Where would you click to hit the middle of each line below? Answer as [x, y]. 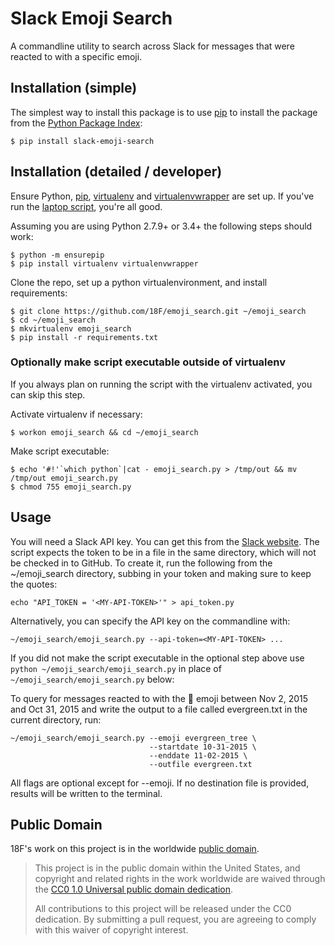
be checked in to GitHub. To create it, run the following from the [141, 563]
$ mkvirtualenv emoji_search [71, 328]
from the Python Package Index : [76, 123]
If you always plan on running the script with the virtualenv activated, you [161, 384]
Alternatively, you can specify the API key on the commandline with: [150, 621]
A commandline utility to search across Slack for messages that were [152, 46]
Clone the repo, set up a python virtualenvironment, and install [139, 282]
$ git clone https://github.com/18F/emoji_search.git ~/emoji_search [158, 311]
